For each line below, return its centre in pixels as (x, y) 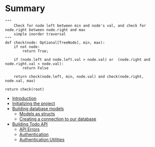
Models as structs (37, 114)
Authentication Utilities (42, 139)
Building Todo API (30, 124)
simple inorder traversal (40, 34)
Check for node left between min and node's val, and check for (80, 25)
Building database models (38, 108)
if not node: (27, 47)
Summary (25, 8)
